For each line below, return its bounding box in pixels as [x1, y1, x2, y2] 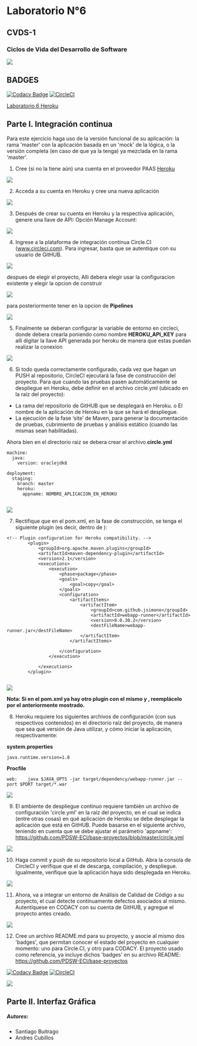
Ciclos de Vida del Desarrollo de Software [6, 45, 128, 54]
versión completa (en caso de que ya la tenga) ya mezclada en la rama [6, 147, 178, 154]
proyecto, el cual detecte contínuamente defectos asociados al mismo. [15, 897, 186, 904]
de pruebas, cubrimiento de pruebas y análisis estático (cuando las [15, 420, 178, 427]
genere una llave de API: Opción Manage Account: [15, 216, 137, 223]
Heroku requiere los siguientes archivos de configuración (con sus [15, 713, 176, 720]
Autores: [6, 1013, 29, 1020]
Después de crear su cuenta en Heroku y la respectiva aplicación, [15, 210, 175, 217]
